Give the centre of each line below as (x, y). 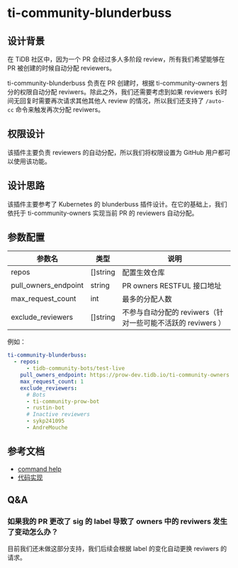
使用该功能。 (32, 161)
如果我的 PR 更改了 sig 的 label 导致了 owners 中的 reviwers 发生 (118, 521)
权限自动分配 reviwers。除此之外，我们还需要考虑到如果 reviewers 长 (120, 92)
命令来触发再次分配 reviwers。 (60, 110)
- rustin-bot (45, 408)
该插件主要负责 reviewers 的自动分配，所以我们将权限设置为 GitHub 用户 (113, 152)
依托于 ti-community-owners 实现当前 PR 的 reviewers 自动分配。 (103, 213)
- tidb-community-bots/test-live (75, 369)
